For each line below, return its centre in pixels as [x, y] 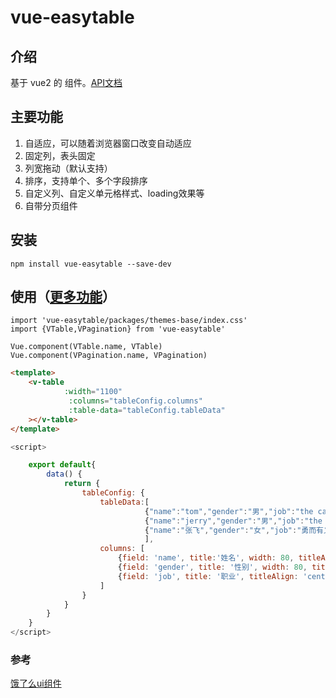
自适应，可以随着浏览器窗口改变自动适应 [108, 143]
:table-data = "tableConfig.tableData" [147, 410]
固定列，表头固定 [60, 155]
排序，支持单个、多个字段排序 [86, 180]
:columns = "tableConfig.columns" [135, 401]
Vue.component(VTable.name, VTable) [86, 347]
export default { [62, 465]
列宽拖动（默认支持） [68, 168]
